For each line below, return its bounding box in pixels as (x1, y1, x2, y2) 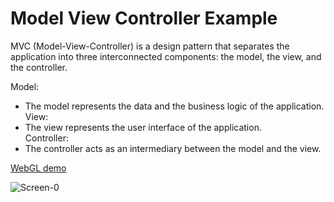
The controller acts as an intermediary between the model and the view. (24, 142, 322, 154)
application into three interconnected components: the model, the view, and (10, 50, 322, 62)
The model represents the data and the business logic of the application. (24, 100, 325, 112)
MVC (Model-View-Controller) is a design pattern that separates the (10, 40, 290, 52)
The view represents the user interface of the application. (24, 121, 262, 133)
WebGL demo (10, 162, 67, 174)
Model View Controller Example (10, 7, 278, 30)
